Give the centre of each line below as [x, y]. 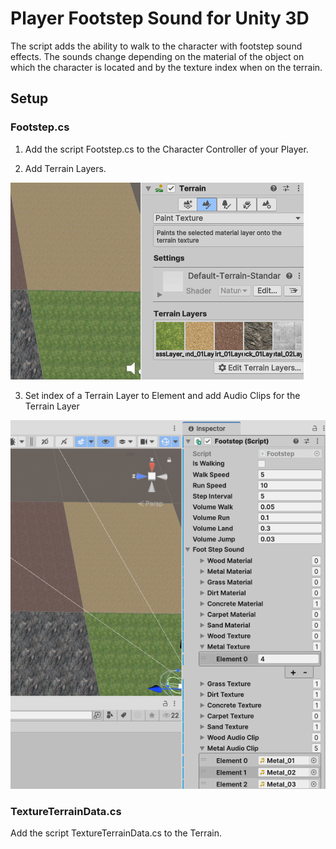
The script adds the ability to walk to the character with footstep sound [156, 46]
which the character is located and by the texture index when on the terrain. [166, 67]
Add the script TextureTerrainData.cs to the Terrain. [116, 833]
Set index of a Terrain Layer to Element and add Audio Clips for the [162, 395]
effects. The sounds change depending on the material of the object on [157, 56]
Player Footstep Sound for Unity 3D [160, 18]
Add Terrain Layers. [65, 168]
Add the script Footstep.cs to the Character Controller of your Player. [166, 149]
